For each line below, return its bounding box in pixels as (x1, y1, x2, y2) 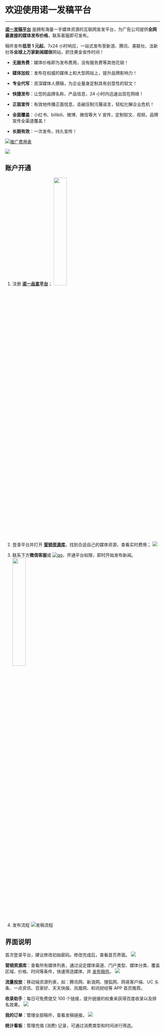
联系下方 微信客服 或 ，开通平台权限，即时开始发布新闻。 (12, 552, 136, 558)
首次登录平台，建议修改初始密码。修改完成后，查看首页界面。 (5, 952, 130, 958)
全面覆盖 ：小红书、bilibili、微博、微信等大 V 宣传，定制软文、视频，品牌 (12, 112, 159, 118)
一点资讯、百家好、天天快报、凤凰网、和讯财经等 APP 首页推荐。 (13, 985, 145, 991)
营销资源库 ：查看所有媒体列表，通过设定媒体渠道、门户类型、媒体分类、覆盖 (5, 962, 160, 968)
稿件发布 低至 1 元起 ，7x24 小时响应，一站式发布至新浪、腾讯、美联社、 (5, 43, 150, 49)
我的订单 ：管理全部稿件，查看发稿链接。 (5, 1012, 87, 1018)
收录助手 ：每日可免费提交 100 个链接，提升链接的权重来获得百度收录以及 (5, 995, 153, 1001)
